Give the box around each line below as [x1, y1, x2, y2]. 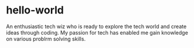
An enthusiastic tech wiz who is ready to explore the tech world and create [6, 23, 187, 30]
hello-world [6, 4, 64, 17]
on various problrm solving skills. [6, 35, 86, 42]
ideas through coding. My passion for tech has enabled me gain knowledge [6, 29, 189, 36]
